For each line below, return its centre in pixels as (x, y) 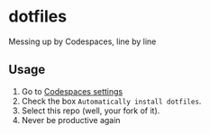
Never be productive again (71, 120)
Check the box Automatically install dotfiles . (111, 101)
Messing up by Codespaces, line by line (82, 41)
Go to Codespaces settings (72, 91)
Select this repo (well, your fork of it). (91, 111)
